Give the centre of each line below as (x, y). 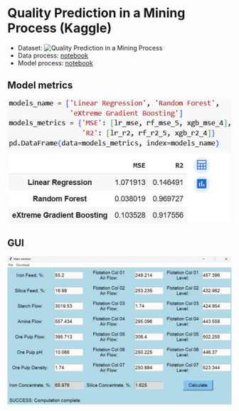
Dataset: (30, 48)
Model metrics (40, 86)
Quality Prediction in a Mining (96, 13)
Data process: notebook (53, 55)
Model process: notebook (55, 63)
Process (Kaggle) (60, 28)
